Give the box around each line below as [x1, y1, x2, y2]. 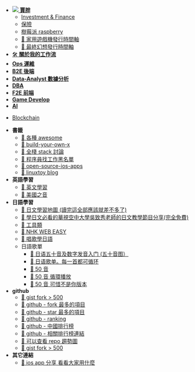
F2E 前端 [11, 89, 34, 96]
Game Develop [11, 96, 50, 103]
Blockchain [11, 114, 40, 121]
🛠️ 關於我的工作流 [11, 51, 56, 57]
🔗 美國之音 [21, 191, 48, 198]
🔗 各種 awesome [21, 134, 63, 141]
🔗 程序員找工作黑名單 [21, 156, 74, 162]
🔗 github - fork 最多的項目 [21, 301, 86, 308]
